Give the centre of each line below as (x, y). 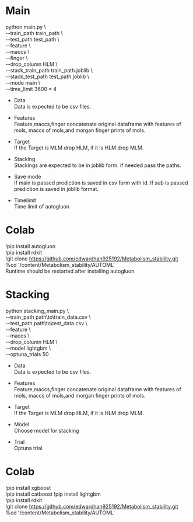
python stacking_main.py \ (37, 311)
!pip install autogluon (31, 246)
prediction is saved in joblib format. (56, 189)
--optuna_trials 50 (27, 354)
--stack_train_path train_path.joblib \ (49, 70)
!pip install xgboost (28, 488)
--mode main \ (23, 82)
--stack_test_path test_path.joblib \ (48, 76)
